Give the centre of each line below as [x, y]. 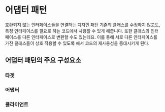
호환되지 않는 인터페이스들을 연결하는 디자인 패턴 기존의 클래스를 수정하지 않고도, [83, 25]
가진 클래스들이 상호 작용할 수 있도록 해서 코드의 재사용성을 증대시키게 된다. [77, 43]
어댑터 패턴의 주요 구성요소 [43, 60]
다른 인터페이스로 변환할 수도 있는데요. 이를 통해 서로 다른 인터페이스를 [90, 37]
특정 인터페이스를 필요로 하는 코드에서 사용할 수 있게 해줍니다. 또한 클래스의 [77, 31]
